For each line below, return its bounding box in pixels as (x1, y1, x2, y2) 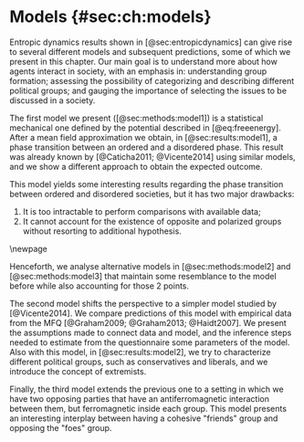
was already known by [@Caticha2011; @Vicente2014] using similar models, (9, 151, 296, 162)
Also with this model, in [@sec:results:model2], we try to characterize (9, 346, 271, 357)
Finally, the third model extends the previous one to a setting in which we (9, 384, 285, 395)
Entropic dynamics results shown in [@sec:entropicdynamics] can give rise (9, 37, 293, 47)
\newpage (9, 243, 48, 254)
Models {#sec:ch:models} (9, 6, 212, 27)
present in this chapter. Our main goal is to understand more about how (9, 56, 278, 67)
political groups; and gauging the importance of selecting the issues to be (9, 85, 288, 96)
